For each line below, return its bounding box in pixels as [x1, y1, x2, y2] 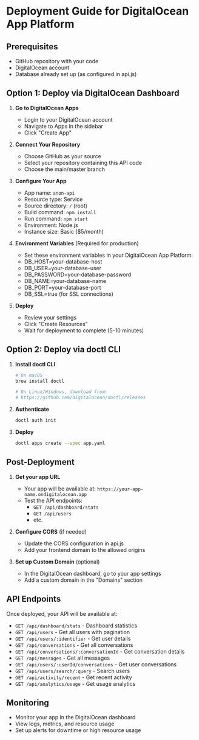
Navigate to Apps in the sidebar [24, 122, 103, 130]
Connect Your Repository [15, 141, 81, 148]
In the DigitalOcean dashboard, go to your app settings [24, 570, 162, 577]
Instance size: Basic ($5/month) [24, 228, 104, 235]
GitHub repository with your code [15, 58, 99, 65]
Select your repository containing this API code [24, 159, 143, 166]
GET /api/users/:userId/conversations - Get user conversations [15, 660, 177, 668]
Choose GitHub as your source [24, 152, 101, 159]
